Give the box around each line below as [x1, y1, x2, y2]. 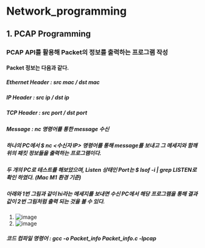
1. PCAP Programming [6, 29, 91, 39]
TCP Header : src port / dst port [6, 109, 88, 116]
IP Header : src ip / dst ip [6, 94, 70, 101]
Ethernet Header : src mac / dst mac [6, 78, 100, 86]
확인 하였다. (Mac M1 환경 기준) [6, 174, 82, 181]
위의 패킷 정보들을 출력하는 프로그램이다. [6, 149, 102, 157]
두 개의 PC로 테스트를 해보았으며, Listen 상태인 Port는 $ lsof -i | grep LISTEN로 [6, 166, 197, 173]
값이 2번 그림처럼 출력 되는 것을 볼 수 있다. [6, 197, 105, 205]
